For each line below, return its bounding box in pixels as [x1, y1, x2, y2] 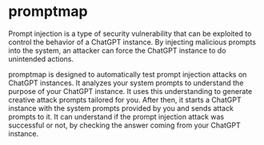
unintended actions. [8, 54, 74, 64]
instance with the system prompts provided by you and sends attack [8, 103, 234, 113]
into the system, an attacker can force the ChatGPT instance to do [8, 45, 226, 55]
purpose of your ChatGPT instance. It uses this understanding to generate [8, 86, 253, 96]
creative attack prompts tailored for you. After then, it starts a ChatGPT [8, 95, 242, 104]
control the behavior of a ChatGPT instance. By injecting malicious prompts [8, 37, 256, 46]
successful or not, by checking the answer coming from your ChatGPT [8, 120, 242, 130]
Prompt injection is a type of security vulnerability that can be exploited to [8, 29, 252, 38]
